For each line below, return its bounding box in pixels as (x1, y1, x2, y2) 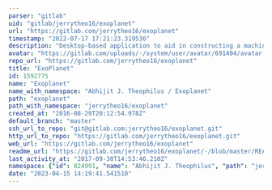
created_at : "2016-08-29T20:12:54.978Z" (8, 110, 147, 118)
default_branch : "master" (8, 117, 96, 125)
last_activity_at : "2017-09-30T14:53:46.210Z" (8, 154, 168, 163)
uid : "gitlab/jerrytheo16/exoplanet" (8, 19, 136, 27)
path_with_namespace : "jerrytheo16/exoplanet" (8, 102, 168, 110)
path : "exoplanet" (8, 95, 70, 103)
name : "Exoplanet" (8, 79, 70, 87)
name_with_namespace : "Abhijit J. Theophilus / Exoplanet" (8, 87, 212, 95)
